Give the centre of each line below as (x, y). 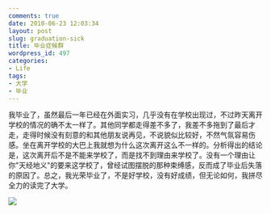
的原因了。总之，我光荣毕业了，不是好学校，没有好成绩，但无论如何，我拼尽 (135, 175)
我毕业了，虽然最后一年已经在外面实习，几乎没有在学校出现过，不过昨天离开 (135, 115)
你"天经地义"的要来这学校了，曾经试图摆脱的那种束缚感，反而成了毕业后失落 (135, 166)
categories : (28, 61)
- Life (19, 69)
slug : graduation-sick (46, 38)
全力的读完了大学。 (40, 186)
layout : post (30, 31)
